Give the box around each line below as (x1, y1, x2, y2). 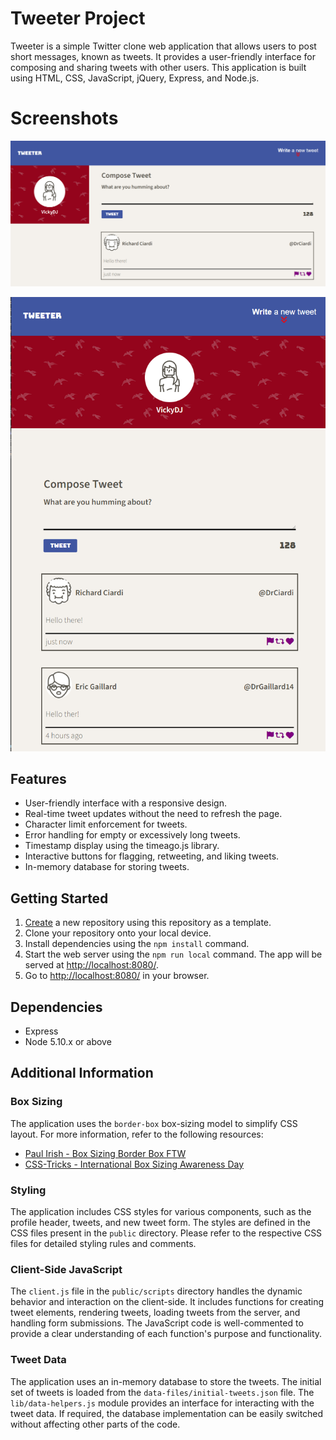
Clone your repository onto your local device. (24, 927, 212, 939)
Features (10, 770, 67, 787)
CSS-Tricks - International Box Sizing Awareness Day (24, 1158, 245, 1170)
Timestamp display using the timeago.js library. (24, 840, 220, 852)
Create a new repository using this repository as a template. (24, 917, 272, 929)
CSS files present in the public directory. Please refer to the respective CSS (10, 1227, 323, 1239)
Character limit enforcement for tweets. (24, 818, 188, 831)
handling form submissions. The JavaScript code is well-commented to (10, 1317, 304, 1329)
